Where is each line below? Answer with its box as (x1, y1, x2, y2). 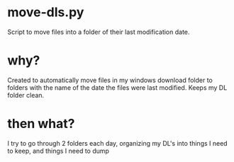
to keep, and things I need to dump (7, 146, 110, 155)
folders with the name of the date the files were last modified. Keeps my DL (7, 83, 228, 92)
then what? (7, 116, 75, 132)
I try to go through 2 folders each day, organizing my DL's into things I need (7, 139, 228, 147)
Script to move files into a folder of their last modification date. (7, 28, 190, 36)
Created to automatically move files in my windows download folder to (7, 76, 213, 84)
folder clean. (7, 91, 45, 99)
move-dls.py (7, 4, 84, 21)
